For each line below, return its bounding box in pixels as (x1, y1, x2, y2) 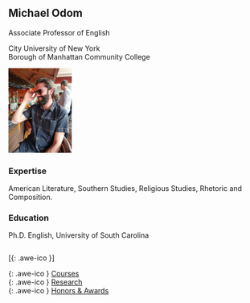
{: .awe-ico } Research (8, 277, 83, 287)
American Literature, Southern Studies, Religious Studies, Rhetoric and (8, 184, 243, 193)
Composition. (8, 193, 53, 202)
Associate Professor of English (8, 27, 110, 37)
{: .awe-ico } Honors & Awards (8, 286, 109, 296)
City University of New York (8, 44, 100, 53)
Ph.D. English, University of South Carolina (8, 230, 150, 240)
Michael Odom (8, 6, 83, 20)
